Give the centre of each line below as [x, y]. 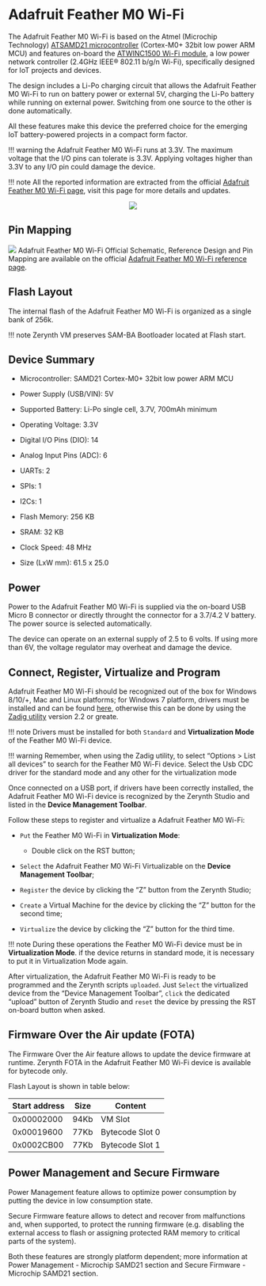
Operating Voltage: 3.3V [59, 424]
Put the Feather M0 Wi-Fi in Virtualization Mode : [100, 835]
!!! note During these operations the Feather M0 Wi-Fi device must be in [125, 944]
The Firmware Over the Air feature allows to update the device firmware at [129, 1054]
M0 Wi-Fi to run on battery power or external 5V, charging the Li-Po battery [131, 93]
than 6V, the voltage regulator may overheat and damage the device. [120, 648]
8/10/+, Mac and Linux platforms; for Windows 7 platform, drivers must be [129, 700]
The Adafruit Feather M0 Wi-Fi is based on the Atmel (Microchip [113, 36]
